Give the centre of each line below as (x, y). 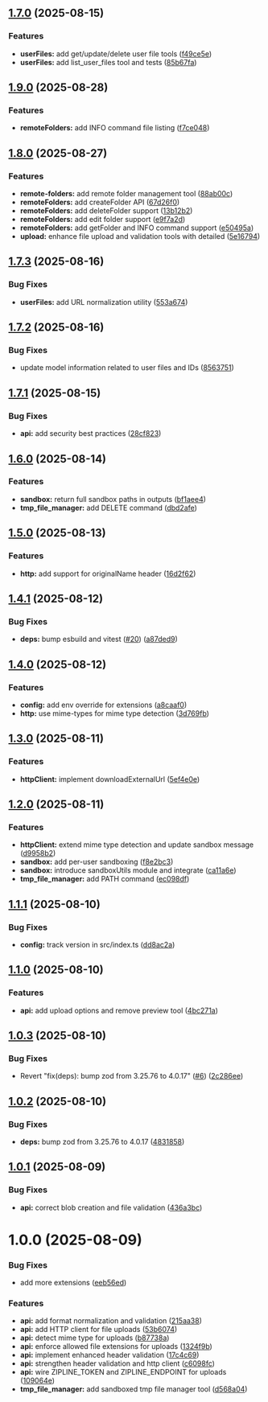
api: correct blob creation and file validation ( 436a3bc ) (111, 1207)
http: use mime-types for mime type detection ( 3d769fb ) (114, 713)
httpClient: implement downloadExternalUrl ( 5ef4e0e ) (110, 779)
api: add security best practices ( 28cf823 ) (91, 434)
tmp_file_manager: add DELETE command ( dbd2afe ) (108, 508)
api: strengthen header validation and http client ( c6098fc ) (118, 1363)
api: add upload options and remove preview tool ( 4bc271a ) (119, 1010)
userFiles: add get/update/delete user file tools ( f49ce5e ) (116, 53)
